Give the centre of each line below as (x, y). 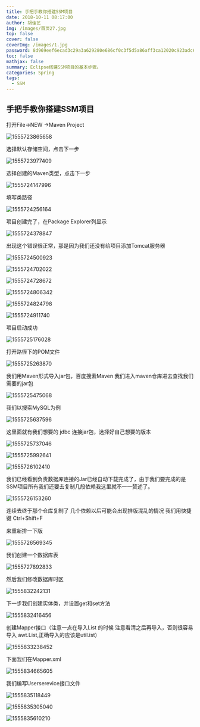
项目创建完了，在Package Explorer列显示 (57, 221)
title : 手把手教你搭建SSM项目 (40, 12)
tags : (13, 78)
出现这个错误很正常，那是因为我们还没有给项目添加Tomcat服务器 (86, 245)
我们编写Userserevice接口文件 (43, 683)
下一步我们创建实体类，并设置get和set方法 (58, 603)
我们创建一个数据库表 (32, 555)
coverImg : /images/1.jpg (37, 45)
